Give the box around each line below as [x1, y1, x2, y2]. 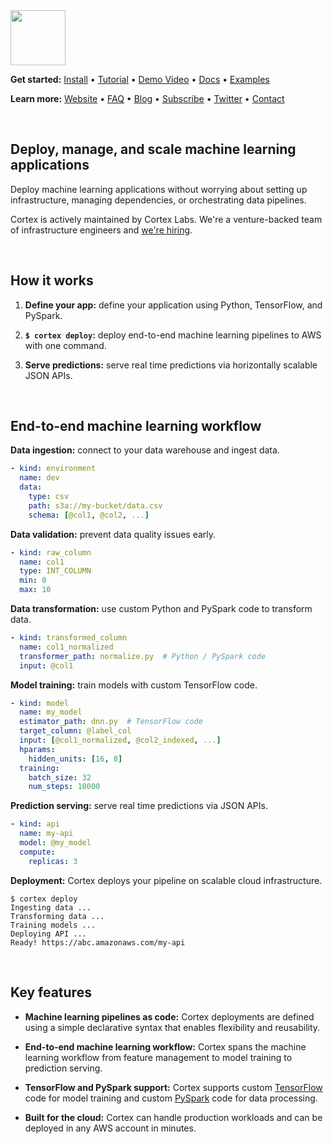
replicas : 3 [28, 856, 78, 866]
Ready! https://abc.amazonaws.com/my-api [10, 937, 186, 948]
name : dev [19, 473, 60, 483]
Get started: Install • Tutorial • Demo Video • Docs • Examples [10, 74, 270, 85]
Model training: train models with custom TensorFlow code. [10, 679, 258, 691]
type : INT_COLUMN [19, 566, 92, 576]
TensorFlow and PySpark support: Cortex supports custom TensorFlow [24, 1081, 323, 1093]
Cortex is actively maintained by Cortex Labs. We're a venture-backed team [10, 213, 323, 225]
